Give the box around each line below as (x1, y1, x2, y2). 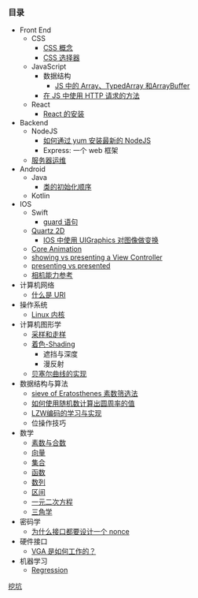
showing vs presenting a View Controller (31, 252, 163, 262)
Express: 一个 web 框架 (42, 146, 119, 155)
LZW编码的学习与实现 (31, 409, 102, 418)
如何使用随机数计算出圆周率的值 (31, 398, 135, 408)
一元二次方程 (31, 497, 73, 506)
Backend (19, 118, 49, 128)
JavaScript (31, 62, 67, 72)
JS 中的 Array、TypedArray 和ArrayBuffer (54, 81, 190, 91)
